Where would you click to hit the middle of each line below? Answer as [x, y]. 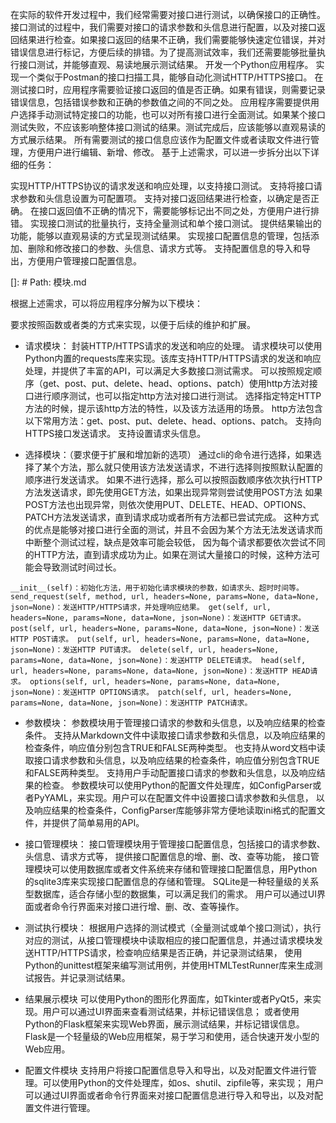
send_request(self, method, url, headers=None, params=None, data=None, [165, 597]
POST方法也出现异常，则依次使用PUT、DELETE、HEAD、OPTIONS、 [168, 504]
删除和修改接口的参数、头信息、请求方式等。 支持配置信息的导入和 [164, 248]
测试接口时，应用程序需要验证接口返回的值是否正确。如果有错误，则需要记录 [168, 89]
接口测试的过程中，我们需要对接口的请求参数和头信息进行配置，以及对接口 [163, 27]
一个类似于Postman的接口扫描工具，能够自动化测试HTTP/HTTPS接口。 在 [171, 77]
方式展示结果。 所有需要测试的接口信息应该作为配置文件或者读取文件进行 [160, 139]
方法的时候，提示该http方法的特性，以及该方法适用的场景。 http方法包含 [173, 408]
